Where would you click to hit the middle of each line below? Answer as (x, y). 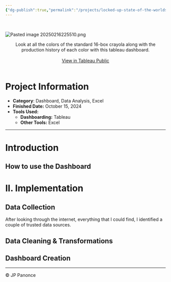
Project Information (47, 86)
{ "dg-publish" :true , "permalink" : (41, 10)
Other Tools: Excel (40, 122)
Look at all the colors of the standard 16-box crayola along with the (85, 44)
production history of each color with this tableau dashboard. (85, 49)
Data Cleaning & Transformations (59, 241)
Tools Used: (26, 111)
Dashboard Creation (38, 258)
